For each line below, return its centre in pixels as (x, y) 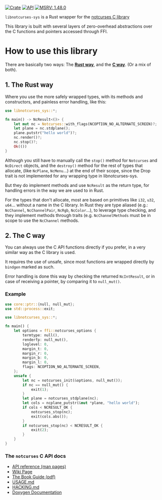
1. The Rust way (29, 85)
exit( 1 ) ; (40, 389)
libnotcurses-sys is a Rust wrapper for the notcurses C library (67, 17)
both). (11, 69)
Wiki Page (22, 472)
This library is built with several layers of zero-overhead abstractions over (79, 26)
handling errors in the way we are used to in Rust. (55, 190)
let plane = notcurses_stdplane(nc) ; (60, 399)
